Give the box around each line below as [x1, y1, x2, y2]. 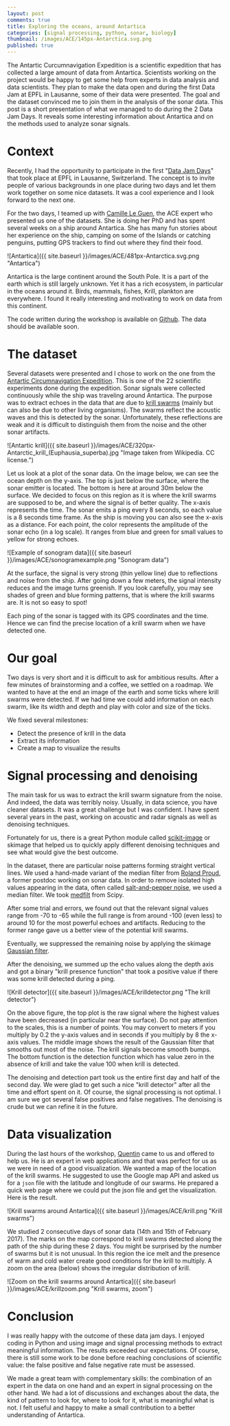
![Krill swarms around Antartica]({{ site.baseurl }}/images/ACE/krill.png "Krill [7, 1206, 223, 1215]
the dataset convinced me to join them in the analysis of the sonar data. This [7, 98, 223, 105]
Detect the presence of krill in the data [16, 729, 126, 737]
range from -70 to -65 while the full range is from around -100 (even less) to [7, 911, 222, 920]
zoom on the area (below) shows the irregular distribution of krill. [7, 1263, 191, 1272]
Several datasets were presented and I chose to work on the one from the [7, 369, 216, 378]
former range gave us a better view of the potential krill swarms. [7, 926, 189, 934]
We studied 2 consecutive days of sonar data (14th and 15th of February [7, 1227, 211, 1235]
